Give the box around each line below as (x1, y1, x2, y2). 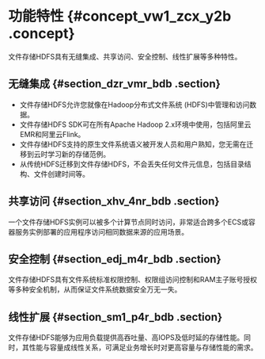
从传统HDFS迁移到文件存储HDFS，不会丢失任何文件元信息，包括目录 (19, 159, 245, 169)
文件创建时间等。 (33, 169, 89, 178)
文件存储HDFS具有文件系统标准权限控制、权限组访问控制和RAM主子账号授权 (8, 275, 258, 285)
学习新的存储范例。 (47, 149, 111, 158)
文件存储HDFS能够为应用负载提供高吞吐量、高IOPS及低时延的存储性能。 (8, 333, 244, 342)
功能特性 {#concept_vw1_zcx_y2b (8, 7, 232, 25)
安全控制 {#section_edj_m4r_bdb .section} (8, 252, 221, 265)
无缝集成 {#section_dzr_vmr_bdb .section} (8, 77, 221, 91)
